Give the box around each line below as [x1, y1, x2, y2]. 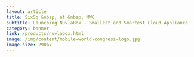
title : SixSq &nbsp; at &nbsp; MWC [6, 14, 95, 20]
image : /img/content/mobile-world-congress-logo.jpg [6, 36, 140, 42]
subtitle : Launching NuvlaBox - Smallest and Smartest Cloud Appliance [6, 20, 188, 26]
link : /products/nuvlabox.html [6, 31, 84, 37]
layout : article [6, 8, 47, 15]
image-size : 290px [6, 42, 52, 48]
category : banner [6, 25, 50, 31]
